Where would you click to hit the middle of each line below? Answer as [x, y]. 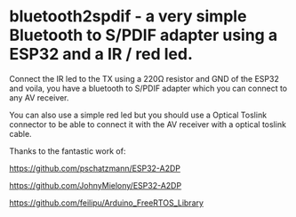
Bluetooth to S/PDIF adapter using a [144, 35]
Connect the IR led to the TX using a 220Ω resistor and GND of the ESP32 [144, 78]
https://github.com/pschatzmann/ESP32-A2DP [95, 168]
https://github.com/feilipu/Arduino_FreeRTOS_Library [107, 203]
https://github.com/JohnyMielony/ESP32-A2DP [96, 185]
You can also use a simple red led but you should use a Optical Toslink [138, 115]
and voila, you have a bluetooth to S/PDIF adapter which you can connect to [148, 88]
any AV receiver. [39, 97]
